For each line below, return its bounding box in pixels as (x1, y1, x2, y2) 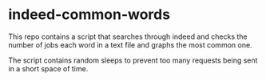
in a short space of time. (8, 63, 89, 73)
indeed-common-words (8, 6, 170, 24)
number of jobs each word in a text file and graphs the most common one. (8, 40, 253, 49)
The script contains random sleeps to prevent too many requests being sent (8, 55, 258, 65)
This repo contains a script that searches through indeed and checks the (8, 32, 248, 41)
